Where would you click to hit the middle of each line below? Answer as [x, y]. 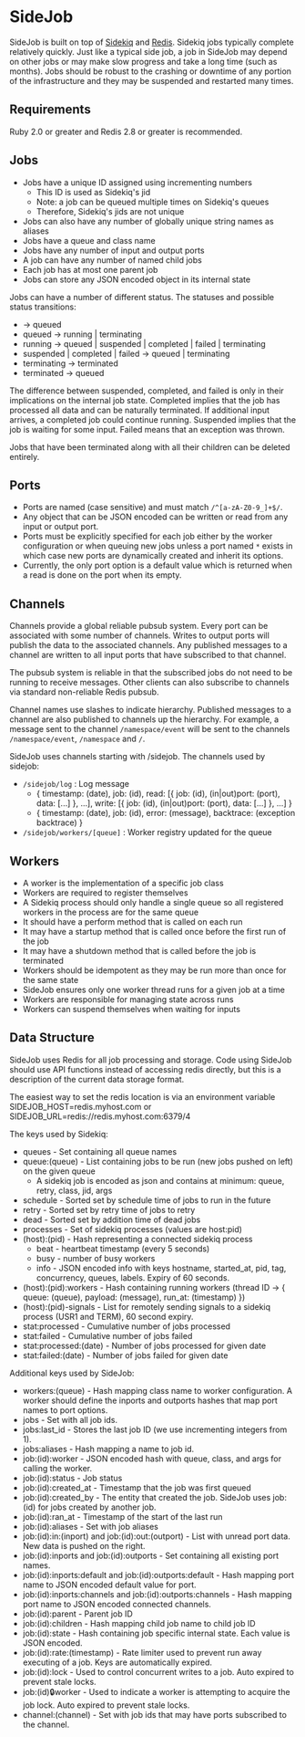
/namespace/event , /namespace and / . [77, 739]
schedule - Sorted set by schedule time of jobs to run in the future [147, 1200]
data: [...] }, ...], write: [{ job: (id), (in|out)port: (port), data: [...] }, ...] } [164, 803]
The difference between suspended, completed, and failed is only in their [147, 391]
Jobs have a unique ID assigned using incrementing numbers [137, 182]
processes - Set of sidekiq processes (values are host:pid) [132, 1229]
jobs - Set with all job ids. [70, 1419]
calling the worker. [57, 1468]
